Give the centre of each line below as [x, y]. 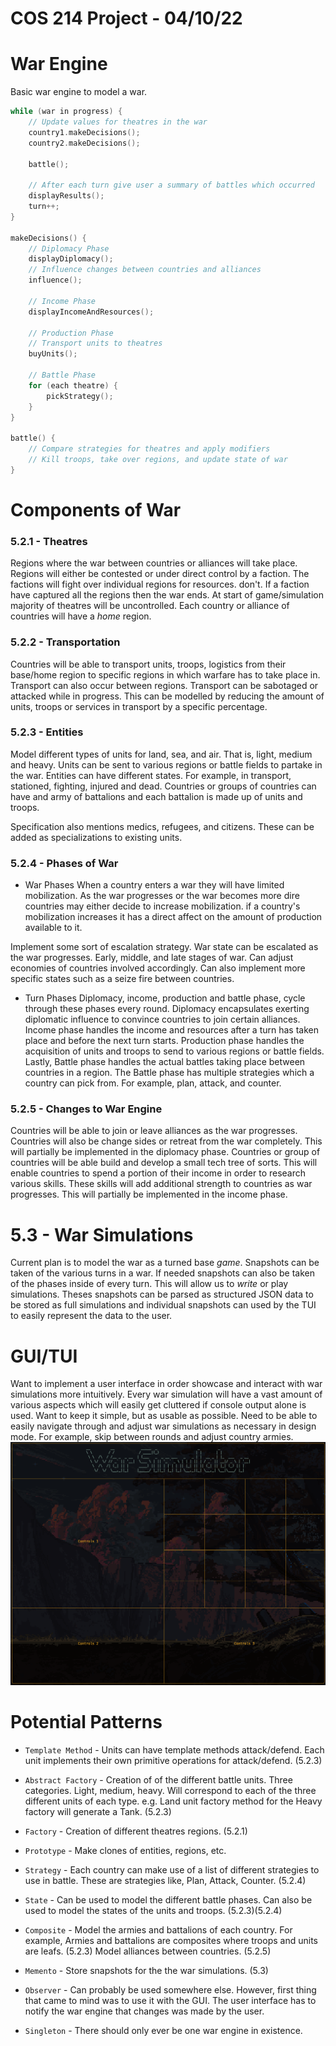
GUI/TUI [44, 1356]
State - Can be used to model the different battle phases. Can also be [168, 1899]
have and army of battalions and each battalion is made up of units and [156, 796]
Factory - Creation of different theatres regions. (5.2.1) [136, 1831]
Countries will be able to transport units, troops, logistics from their [148, 664]
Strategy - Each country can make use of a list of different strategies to [172, 1869]
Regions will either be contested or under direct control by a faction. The [160, 574]
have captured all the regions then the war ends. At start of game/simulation [167, 595]
